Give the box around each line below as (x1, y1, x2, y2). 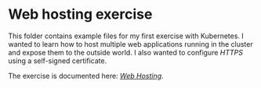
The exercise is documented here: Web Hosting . (8, 71, 164, 80)
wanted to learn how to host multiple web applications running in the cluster (8, 39, 253, 48)
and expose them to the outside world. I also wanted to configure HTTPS (8, 48, 243, 57)
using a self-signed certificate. (8, 56, 107, 65)
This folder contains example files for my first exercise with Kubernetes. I (8, 31, 245, 40)
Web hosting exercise (8, 5, 153, 23)
